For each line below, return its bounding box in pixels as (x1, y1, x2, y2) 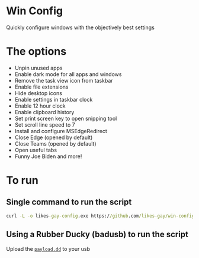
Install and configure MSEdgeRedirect (14, 127, 108, 134)
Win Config (6, 4, 63, 18)
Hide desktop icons (14, 89, 62, 96)
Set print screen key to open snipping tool (14, 115, 117, 122)
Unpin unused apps (14, 64, 63, 71)
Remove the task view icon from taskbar (14, 77, 114, 84)
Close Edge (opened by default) (14, 134, 93, 141)
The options (6, 45, 67, 58)
